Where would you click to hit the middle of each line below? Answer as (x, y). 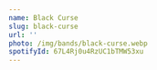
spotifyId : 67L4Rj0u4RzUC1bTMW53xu (76, 52)
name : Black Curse (43, 18)
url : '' (23, 35)
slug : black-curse (43, 26)
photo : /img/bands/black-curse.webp (78, 43)
